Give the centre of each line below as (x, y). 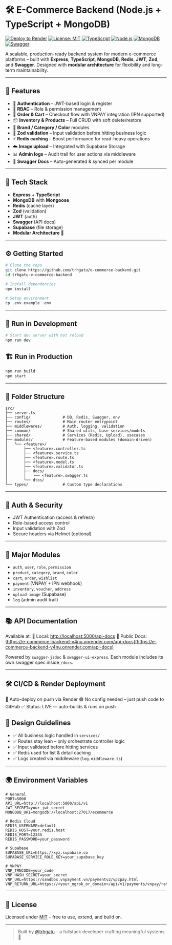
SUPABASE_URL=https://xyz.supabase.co (47, 853)
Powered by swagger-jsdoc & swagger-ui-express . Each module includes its (84, 657)
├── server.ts (20, 413)
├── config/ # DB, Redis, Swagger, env (63, 417)
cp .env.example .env (28, 303)
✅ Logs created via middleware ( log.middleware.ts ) (68, 758)
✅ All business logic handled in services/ (56, 735)
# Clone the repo (24, 265)
